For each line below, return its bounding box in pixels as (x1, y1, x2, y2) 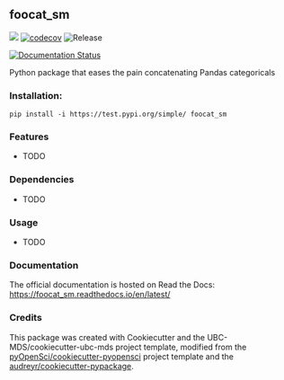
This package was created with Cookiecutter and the (9, 331, 206, 342)
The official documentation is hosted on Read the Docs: (9, 279, 216, 290)
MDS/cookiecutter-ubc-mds (9, 341, 114, 352)
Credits (9, 312, 42, 324)
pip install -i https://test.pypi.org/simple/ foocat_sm (9, 110, 227, 119)
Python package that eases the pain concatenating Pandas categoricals (9, 66, 276, 77)
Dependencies (9, 173, 75, 186)
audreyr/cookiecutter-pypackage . (9, 360, 135, 371)
